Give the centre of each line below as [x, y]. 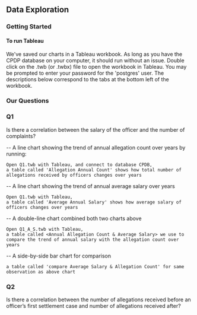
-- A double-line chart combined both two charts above [74, 218]
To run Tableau [25, 40]
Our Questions [28, 101]
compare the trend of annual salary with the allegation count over [93, 240]
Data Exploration [38, 10]
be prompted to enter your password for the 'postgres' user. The [85, 73]
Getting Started [29, 27]
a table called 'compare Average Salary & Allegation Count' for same [95, 266]
